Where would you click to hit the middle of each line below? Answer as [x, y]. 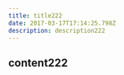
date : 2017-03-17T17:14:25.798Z [62, 23]
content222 [38, 63]
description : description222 [57, 30]
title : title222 [35, 16]
